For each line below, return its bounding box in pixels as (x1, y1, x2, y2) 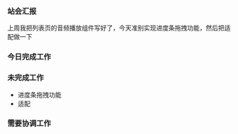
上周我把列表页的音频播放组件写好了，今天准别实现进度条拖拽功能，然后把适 (7, 23, 231, 33)
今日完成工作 (7, 52, 52, 62)
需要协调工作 (7, 118, 52, 128)
